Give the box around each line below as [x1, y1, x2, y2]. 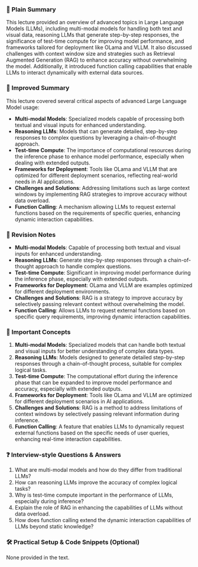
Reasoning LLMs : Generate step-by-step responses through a [14, 256, 167, 263]
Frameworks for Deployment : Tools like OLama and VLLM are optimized [14, 392, 192, 399]
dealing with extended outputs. [14, 159, 90, 166]
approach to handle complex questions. [35, 263, 132, 270]
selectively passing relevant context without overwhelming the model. [14, 300, 185, 307]
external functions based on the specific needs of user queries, [14, 429, 170, 437]
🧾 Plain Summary [6, 5, 56, 14]
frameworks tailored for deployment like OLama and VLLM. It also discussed [6, 44, 192, 51]
